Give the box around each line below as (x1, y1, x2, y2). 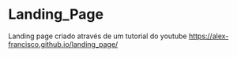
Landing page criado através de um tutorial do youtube (8, 31, 187, 41)
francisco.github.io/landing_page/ (8, 39, 118, 48)
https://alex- (188, 31, 229, 41)
